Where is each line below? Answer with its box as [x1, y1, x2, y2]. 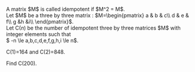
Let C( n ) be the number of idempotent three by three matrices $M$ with [6, 24, 181, 31]
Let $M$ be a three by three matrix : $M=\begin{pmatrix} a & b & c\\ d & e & [6, 12, 190, 19]
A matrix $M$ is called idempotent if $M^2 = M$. [6, 6, 125, 12]
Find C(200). [6, 60, 37, 67]
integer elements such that [6, 31, 71, 38]
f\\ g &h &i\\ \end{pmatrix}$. [6, 18, 74, 25]
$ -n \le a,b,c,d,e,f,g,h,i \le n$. [6, 37, 78, 44]
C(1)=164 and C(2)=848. [6, 48, 65, 55]
